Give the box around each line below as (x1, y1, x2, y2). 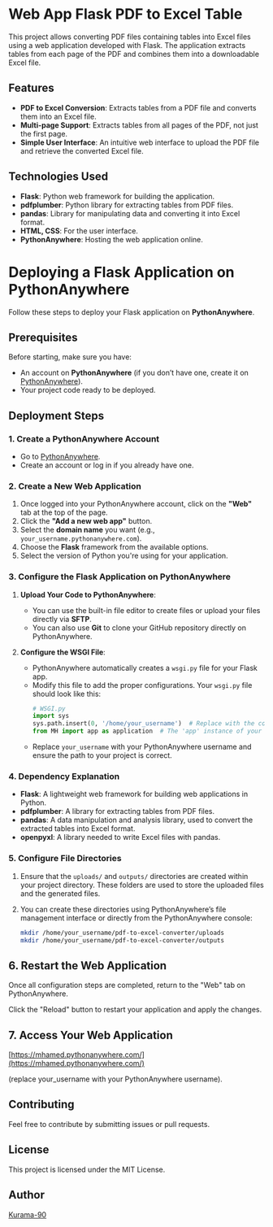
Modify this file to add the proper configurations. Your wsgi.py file (32, 680, 253, 690)
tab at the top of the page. (19, 507, 108, 517)
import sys (32, 712, 70, 720)
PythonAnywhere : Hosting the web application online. (19, 234, 203, 244)
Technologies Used (8, 170, 108, 184)
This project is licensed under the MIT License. (8, 1164, 166, 1174)
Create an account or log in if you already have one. (19, 460, 194, 470)
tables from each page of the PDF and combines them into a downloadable (8, 49, 260, 59)
